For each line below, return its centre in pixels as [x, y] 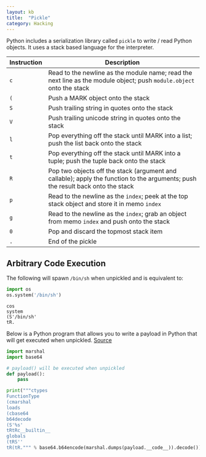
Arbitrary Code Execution [56, 263]
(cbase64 [17, 413]
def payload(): [26, 374]
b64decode [19, 419]
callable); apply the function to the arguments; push [122, 179]
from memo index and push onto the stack [109, 221]
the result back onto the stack [91, 186]
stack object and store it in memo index [105, 204]
